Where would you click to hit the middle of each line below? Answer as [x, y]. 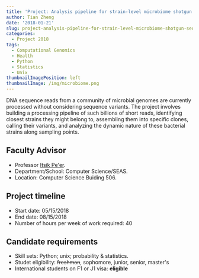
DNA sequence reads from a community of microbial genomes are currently [99, 100]
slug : [13, 28]
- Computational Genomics [44, 50]
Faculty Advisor [36, 151]
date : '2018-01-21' [30, 23]
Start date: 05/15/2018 [42, 210]
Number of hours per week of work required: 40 [73, 223]
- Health [22, 56]
